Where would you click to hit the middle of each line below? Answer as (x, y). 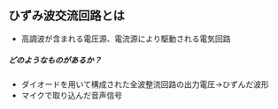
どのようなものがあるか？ (55, 61)
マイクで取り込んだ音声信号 (72, 95)
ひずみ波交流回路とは (66, 16)
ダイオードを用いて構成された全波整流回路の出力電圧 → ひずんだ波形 (145, 84)
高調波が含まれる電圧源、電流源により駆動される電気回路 (126, 39)
